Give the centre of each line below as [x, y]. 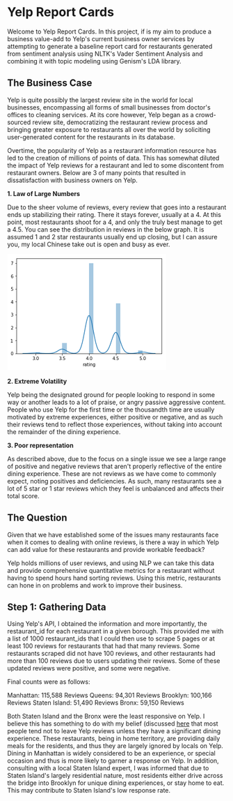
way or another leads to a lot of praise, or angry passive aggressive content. [116, 402]
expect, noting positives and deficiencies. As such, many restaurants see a [114, 481]
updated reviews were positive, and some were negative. [89, 668]
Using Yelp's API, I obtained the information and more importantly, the [107, 624]
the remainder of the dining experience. [64, 432]
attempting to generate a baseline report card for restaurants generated [110, 46]
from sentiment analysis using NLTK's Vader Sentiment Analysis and [105, 54]
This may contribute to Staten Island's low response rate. [89, 791]
